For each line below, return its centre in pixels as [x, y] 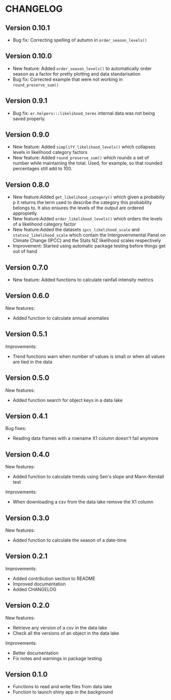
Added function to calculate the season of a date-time [69, 540]
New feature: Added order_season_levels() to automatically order [82, 68]
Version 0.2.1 [26, 556]
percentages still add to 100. [42, 169]
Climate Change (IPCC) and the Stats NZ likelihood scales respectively [87, 240]
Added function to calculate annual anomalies [61, 318]
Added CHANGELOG [34, 589]
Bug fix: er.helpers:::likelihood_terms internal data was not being [84, 113]
